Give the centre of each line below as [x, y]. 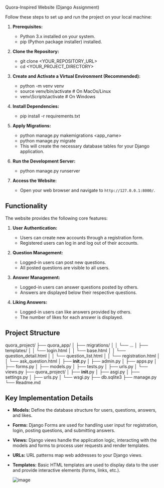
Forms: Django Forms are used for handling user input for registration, [85, 425]
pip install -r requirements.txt [50, 116]
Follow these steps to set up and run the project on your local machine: [78, 17]
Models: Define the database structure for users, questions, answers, [85, 410]
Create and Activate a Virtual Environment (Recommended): [76, 76]
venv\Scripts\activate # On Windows [58, 97]
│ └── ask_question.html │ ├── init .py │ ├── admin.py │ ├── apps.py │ [81, 361]
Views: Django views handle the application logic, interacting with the [85, 440]
